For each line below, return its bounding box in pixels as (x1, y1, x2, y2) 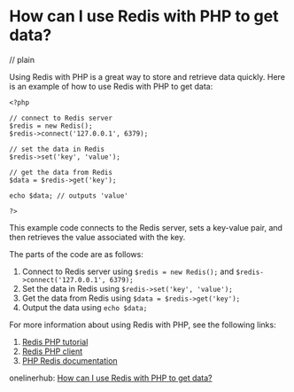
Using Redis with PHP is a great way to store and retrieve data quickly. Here (9, 71, 286, 82)
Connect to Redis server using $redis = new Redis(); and (21, 266, 235, 277)
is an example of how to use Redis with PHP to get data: (9, 81, 213, 91)
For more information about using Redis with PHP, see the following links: (9, 319, 276, 330)
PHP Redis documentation (21, 355, 118, 365)
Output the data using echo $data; (21, 302, 148, 312)
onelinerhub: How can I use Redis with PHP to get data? (9, 372, 213, 383)
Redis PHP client (21, 346, 83, 357)
